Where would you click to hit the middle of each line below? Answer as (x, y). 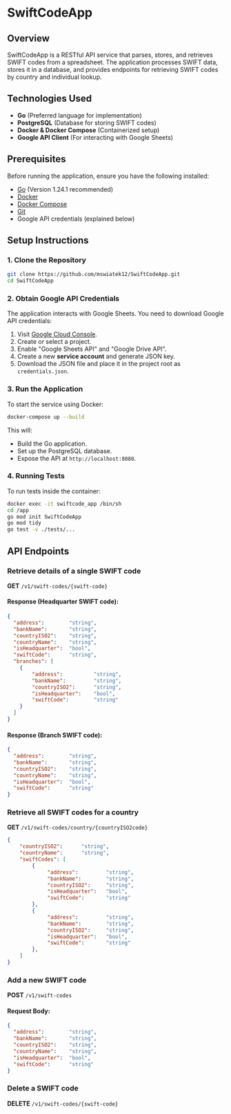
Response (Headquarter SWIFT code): (63, 602)
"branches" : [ (33, 661)
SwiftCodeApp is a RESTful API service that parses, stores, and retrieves (110, 55)
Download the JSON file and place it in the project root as (99, 364)
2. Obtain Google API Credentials (63, 298)
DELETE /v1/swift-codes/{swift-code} (63, 1103)
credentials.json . (43, 371)
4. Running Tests (36, 476)
